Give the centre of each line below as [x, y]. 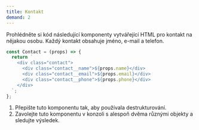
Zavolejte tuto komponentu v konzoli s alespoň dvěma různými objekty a [104, 114]
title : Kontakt [25, 12]
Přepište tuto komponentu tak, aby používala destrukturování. [91, 108]
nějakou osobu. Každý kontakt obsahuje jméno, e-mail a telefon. [85, 41]
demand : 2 [19, 17]
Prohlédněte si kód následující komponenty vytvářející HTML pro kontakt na [99, 34]
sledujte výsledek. [37, 120]
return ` [22, 58]
